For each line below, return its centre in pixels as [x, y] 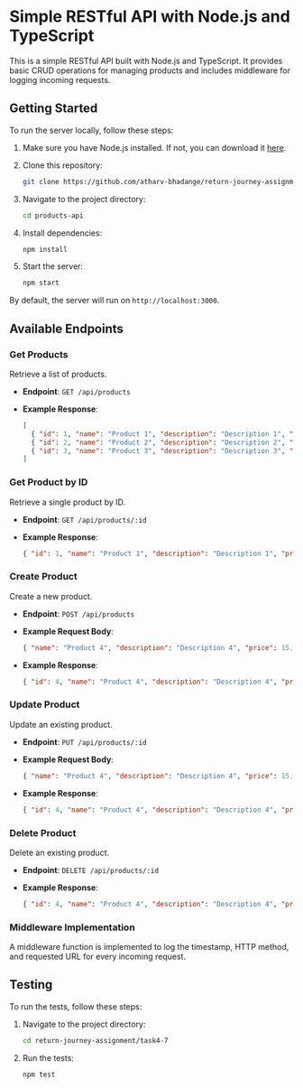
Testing [31, 985]
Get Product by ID [49, 482]
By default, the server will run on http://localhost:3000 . [115, 301]
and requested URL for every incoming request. [98, 957]
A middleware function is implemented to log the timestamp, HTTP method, [149, 947]
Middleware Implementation [72, 927]
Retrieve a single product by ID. [68, 502]
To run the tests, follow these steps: [76, 1006]
